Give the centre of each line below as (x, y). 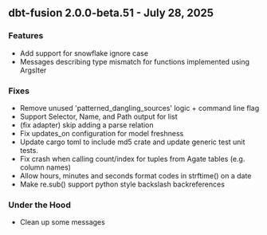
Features (26, 36)
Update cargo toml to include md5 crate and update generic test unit (132, 142)
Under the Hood (40, 205)
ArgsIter (33, 70)
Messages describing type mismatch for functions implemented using (134, 61)
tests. (29, 150)
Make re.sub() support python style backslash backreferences (122, 184)
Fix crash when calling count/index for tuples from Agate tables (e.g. (132, 159)
